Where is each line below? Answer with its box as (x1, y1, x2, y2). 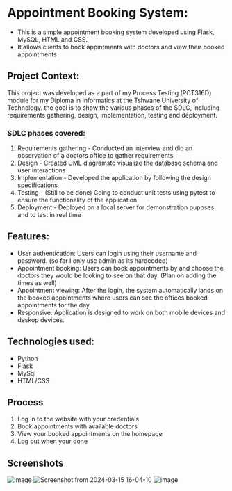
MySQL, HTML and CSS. (17, 35, 88, 43)
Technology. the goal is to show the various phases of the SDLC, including (7, 103, 220, 112)
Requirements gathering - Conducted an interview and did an (17, 144, 193, 152)
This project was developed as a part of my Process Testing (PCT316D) (7, 88, 212, 97)
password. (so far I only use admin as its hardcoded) (17, 256, 168, 265)
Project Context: (7, 70, 80, 82)
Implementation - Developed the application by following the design (17, 174, 212, 182)
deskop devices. (17, 315, 65, 324)
